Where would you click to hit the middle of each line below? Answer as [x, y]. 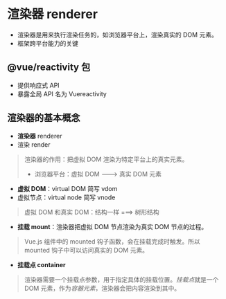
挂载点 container [41, 264]
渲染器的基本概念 [44, 118]
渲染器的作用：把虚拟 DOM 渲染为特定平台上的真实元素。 [106, 159]
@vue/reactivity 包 [49, 67]
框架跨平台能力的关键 [47, 43]
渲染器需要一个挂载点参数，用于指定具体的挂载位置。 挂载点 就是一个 [121, 279]
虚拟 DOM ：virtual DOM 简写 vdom [67, 188]
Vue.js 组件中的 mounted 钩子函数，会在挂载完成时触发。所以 [112, 241]
